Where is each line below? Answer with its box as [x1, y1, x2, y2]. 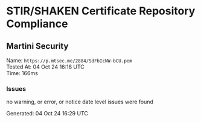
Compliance [6, 17, 68, 31]
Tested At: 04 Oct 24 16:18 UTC [6, 63, 85, 70]
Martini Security [6, 41, 69, 51]
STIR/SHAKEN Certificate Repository [6, 4, 196, 18]
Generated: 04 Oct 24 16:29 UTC [6, 110, 89, 117]
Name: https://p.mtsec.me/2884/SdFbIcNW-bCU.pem [6, 57, 133, 64]
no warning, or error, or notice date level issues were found [6, 98, 154, 106]
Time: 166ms [6, 70, 38, 76]
